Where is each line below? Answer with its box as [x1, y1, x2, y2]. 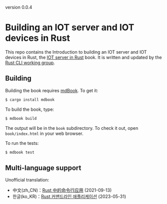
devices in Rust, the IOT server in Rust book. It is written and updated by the [5, 54, 162, 60]
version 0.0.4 [5, 5, 32, 10]
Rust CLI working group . [5, 60, 55, 66]
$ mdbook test [5, 150, 35, 155]
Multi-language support [5, 163, 81, 172]
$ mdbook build [5, 116, 37, 121]
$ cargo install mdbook [5, 97, 55, 102]
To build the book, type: [5, 106, 54, 112]
